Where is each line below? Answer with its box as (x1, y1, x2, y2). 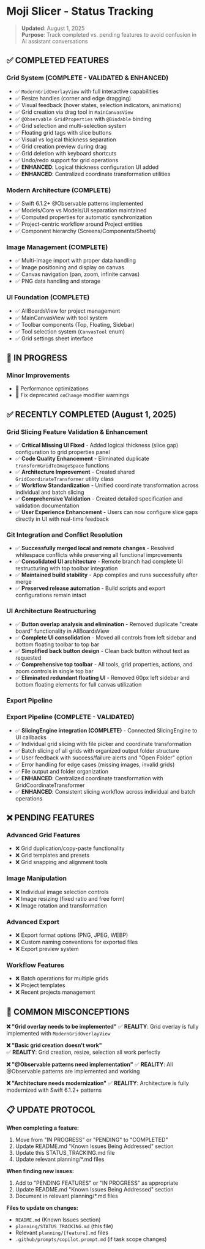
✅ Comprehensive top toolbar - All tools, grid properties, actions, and (15, 661, 193, 668)
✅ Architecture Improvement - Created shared (15, 468, 135, 475)
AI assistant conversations (21, 37, 88, 45)
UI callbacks (15, 733, 47, 741)
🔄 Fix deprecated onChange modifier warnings (15, 392, 130, 399)
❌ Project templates (15, 982, 65, 989)
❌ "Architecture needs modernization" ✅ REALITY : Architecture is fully (6, 1079, 189, 1087)
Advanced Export (6, 917, 59, 926)
